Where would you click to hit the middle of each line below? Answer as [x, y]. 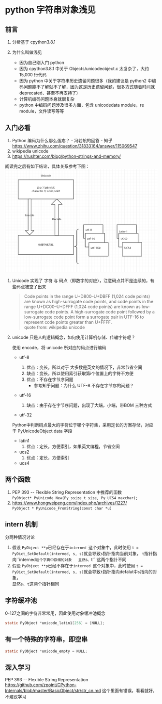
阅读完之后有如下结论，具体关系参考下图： [47, 166]
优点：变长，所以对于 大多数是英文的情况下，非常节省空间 [84, 367]
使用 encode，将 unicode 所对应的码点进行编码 [59, 348]
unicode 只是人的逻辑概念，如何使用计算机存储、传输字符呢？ [74, 337]
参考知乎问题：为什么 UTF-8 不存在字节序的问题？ [84, 386]
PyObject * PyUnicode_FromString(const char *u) [62, 508]
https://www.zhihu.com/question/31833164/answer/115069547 [75, 146]
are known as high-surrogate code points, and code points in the [89, 302]
